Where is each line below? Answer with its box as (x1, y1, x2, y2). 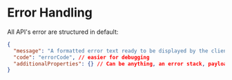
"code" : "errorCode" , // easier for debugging (13, 54, 150, 61)
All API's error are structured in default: (7, 28, 119, 36)
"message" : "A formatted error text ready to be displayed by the (13, 47, 209, 54)
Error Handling (7, 5, 93, 21)
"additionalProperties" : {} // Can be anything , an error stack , (13, 60, 206, 67)
